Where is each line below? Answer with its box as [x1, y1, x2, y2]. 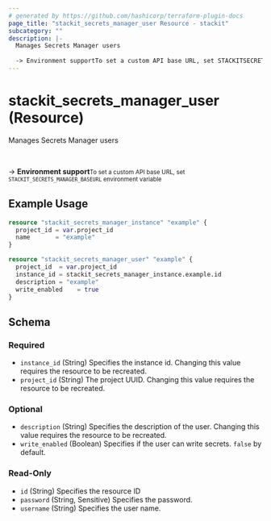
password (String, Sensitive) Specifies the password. [19, 494, 193, 504]
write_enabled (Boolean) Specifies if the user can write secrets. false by [19, 439, 262, 448]
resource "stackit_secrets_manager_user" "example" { [8, 256, 194, 264]
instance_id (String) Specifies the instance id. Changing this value [19, 358, 241, 368]
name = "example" [15, 233, 95, 242]
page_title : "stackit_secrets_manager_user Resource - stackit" [8, 19, 229, 27]
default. [19, 448, 46, 457]
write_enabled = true [15, 286, 99, 294]
